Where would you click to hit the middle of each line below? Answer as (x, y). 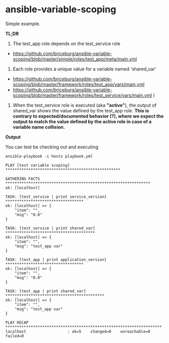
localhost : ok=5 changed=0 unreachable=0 (78, 331)
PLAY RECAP (17, 322)
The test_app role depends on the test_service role (67, 43)
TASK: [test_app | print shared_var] (46, 291)
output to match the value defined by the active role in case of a (82, 121)
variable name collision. (39, 127)
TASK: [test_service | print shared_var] (50, 228)
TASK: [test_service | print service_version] (56, 197)
